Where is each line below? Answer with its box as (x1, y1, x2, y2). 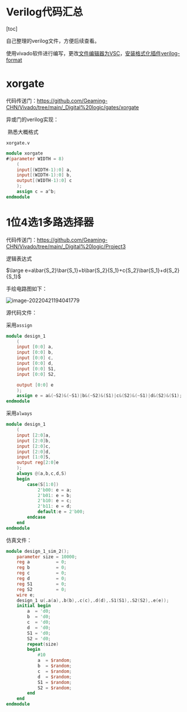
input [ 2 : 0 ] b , (16, 438, 51, 444)
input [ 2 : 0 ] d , (16, 449, 51, 455)
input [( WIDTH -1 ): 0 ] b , (16, 172, 72, 178)
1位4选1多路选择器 (6, 216, 94, 229)
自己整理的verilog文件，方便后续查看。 (6, 37, 100, 44)
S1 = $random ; (37, 679, 72, 685)
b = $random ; (37, 663, 72, 669)
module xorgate (6, 150, 43, 156)
